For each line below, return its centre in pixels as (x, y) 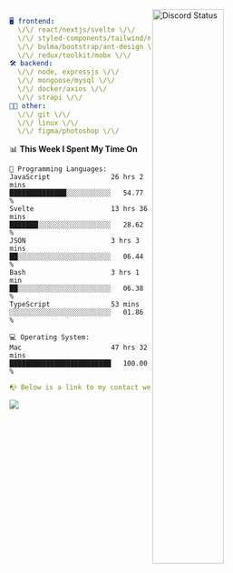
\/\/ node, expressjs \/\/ (68, 72)
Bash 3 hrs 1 (75, 273)
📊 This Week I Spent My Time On (73, 149)
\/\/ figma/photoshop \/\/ (68, 131)
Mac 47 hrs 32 (78, 348)
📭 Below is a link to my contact (74, 387)
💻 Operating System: (50, 337)
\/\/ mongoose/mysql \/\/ (67, 81)
